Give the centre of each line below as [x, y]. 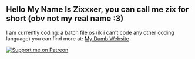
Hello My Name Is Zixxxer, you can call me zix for [97, 10]
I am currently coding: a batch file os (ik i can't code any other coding [90, 32]
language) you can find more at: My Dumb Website [68, 38]
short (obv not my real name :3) [65, 19]
